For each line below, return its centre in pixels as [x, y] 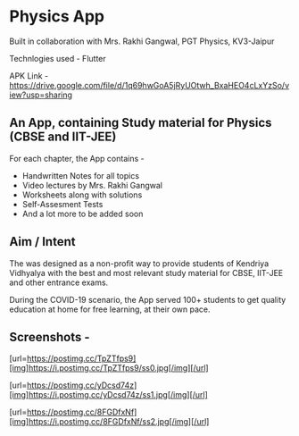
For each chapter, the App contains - [77, 158]
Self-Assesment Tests [62, 204]
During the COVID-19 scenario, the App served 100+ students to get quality [148, 299]
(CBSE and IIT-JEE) [63, 137]
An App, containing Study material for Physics [141, 123]
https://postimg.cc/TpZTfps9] [81, 358]
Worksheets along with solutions [82, 195]
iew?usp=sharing [41, 95]
